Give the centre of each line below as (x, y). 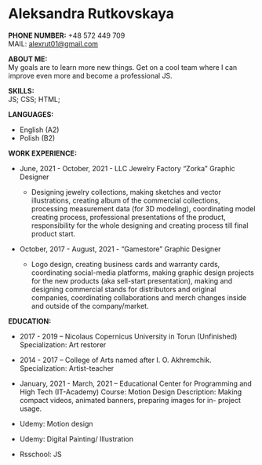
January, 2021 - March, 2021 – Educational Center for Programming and (136, 383)
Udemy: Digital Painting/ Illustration (76, 439)
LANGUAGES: (31, 114)
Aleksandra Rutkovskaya (91, 14)
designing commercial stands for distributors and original (124, 289)
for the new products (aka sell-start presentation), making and (132, 280)
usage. (31, 408)
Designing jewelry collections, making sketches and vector (126, 192)
